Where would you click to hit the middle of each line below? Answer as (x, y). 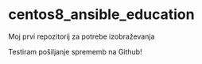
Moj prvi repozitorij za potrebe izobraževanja (82, 36)
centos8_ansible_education (101, 15)
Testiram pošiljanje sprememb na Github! (75, 51)
